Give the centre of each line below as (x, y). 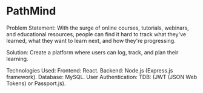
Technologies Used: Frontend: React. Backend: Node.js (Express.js (90, 70)
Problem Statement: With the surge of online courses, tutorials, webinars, (98, 28)
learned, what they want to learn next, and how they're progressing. (91, 40)
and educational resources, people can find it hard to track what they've (96, 34)
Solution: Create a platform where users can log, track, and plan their (92, 52)
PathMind (31, 11)
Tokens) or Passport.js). (36, 83)
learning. (17, 59)
